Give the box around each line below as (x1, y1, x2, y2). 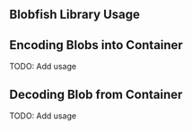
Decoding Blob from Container (9, 86, 183, 102)
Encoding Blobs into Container (9, 37, 184, 53)
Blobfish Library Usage (9, 7, 141, 22)
